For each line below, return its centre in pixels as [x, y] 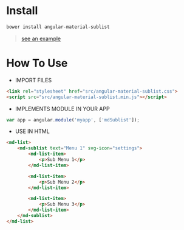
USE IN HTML [32, 131]
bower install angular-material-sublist [58, 27]
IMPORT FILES [33, 80]
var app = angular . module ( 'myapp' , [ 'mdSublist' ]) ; [73, 120]
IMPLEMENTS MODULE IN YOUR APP [63, 109]
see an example [41, 38]
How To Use [37, 63]
